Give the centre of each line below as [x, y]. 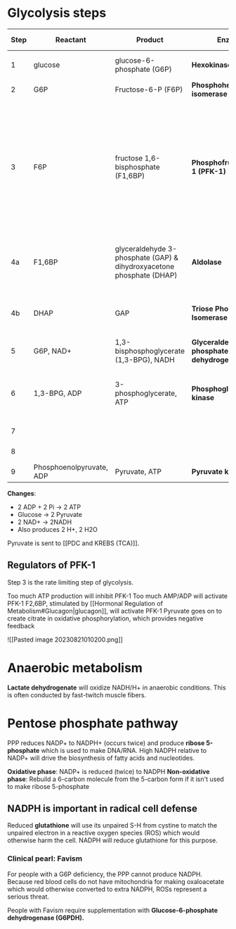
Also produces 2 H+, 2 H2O [58, 529]
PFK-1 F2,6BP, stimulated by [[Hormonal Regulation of [85, 603]
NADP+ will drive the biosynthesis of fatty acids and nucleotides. [101, 758]
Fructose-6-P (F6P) [149, 89]
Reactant [71, 39]
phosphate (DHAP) [146, 275]
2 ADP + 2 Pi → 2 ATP [49, 507]
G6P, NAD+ [52, 351]
